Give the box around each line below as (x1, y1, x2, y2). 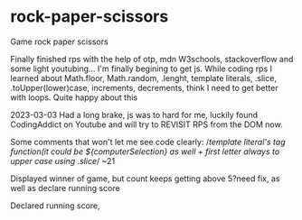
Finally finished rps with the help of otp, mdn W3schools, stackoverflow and (10, 53, 294, 64)
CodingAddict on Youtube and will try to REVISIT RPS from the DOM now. (10, 119, 283, 130)
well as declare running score (10, 182, 120, 193)
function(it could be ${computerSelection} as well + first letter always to (10, 146, 280, 157)
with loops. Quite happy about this (10, 92, 138, 103)
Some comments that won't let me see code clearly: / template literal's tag (10, 136, 286, 147)
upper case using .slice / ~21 (10, 155, 116, 166)
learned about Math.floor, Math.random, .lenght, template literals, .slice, (10, 72, 277, 83)
